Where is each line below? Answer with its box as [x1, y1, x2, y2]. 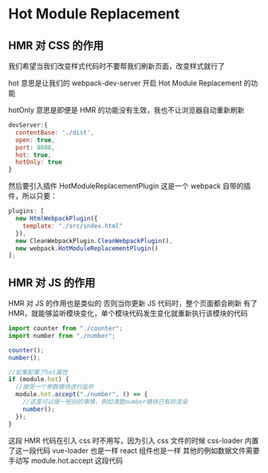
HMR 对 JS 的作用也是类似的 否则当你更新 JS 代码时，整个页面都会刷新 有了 [8, 299, 258, 308]
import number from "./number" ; [8, 332, 116, 340]
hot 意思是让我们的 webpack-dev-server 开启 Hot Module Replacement [8, 78, 242, 88]
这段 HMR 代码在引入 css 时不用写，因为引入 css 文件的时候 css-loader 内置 [8, 435, 259, 445]
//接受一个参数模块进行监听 [15, 383, 94, 392]
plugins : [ [8, 207, 45, 216]
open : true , [15, 136, 56, 144]
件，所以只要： [8, 191, 57, 201]
